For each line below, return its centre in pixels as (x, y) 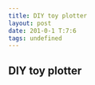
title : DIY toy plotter (48, 16)
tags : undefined (35, 38)
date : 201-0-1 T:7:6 (43, 30)
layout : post (30, 23)
